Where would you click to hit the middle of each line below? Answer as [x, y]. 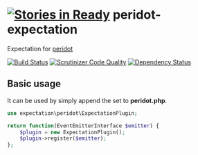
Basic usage [34, 84]
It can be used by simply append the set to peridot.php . [87, 100]
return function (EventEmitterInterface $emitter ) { [83, 126]
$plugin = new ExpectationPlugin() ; [73, 132]
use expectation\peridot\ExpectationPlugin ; [72, 113]
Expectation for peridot [40, 48]
